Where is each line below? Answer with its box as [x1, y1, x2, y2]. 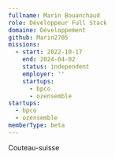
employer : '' [22, 70, 65, 78]
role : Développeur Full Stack [8, 19, 108, 27]
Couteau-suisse [8, 142, 60, 152]
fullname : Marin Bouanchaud [8, 11, 101, 20]
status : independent [22, 63, 90, 71]
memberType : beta [8, 121, 65, 129]
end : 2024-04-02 [22, 56, 76, 64]
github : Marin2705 [8, 33, 69, 42]
